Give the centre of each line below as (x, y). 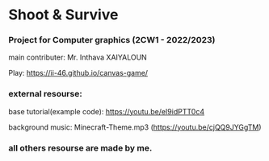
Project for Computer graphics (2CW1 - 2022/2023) (112, 40)
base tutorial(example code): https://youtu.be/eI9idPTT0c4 (106, 111)
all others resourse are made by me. (80, 148)
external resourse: (45, 94)
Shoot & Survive (63, 15)
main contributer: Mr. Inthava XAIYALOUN (78, 57)
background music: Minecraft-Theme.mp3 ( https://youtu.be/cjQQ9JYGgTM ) (135, 127)
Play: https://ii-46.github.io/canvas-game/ (78, 73)
